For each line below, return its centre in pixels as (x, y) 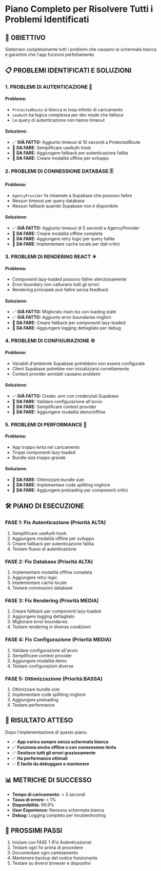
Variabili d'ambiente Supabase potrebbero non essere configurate (79, 363)
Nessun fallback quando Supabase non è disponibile (65, 206)
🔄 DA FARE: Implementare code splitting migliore (61, 485)
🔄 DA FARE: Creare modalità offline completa (57, 233)
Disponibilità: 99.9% (33, 805)
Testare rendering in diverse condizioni (51, 627)
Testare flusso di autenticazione (44, 549)
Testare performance (33, 705)
